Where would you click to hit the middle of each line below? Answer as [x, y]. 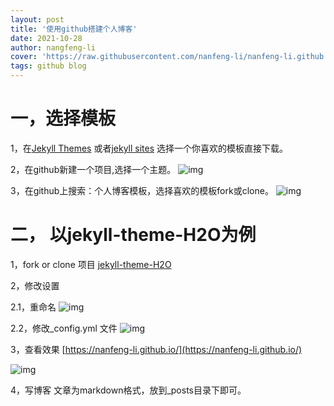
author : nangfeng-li [53, 47]
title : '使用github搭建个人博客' [74, 29]
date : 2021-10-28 [46, 38]
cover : [24, 57]
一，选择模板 [63, 118]
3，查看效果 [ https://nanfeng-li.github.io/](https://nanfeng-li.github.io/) [156, 349]
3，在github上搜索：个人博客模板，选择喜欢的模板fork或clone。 [142, 190]
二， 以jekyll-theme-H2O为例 [133, 235]
